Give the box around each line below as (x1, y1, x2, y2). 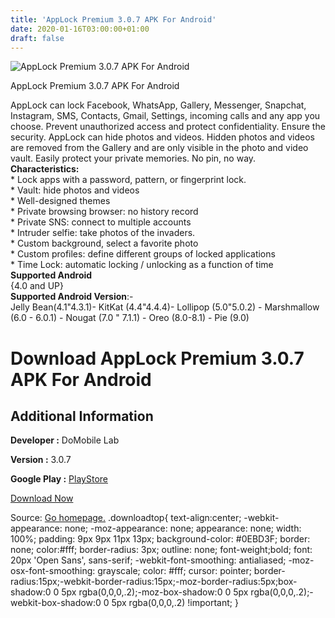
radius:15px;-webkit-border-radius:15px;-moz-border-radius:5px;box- (10, 576, 298, 588)
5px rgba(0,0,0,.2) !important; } (111, 597, 239, 609)
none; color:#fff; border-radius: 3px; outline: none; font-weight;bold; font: (10, 544, 313, 556)
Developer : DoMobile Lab (10, 434, 120, 446)
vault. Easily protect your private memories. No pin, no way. (10, 152, 257, 165)
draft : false (10, 33, 65, 43)
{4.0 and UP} (10, 280, 64, 292)
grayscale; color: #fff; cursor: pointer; (97, 565, 252, 577)
